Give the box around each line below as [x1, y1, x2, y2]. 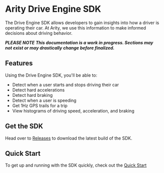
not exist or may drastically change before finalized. [5, 45, 115, 51]
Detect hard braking [12, 92, 53, 98]
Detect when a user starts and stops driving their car [12, 82, 119, 87]
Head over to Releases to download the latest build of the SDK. [5, 135, 133, 141]
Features [5, 59, 33, 67]
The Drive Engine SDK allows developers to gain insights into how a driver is [5, 20, 160, 26]
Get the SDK [5, 122, 43, 131]
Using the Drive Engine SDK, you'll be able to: [5, 72, 97, 78]
